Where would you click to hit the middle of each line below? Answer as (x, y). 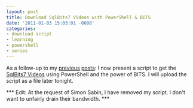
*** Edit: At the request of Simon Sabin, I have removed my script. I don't (96, 92)
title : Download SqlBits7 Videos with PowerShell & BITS (79, 17)
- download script (29, 34)
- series (17, 51)
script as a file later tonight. (40, 80)
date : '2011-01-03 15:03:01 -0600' (50, 23)
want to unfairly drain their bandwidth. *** (58, 98)
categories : (21, 28)
